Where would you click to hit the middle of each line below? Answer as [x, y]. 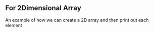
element [14, 25]
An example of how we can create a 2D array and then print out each [77, 20]
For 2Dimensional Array [43, 8]
